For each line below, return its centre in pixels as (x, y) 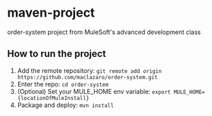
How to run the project (57, 54)
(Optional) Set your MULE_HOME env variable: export (94, 91)
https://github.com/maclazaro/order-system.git (87, 77)
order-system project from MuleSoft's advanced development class (104, 32)
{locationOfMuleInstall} (53, 98)
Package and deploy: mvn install (65, 105)
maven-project (51, 13)
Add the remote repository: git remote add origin (89, 70)
